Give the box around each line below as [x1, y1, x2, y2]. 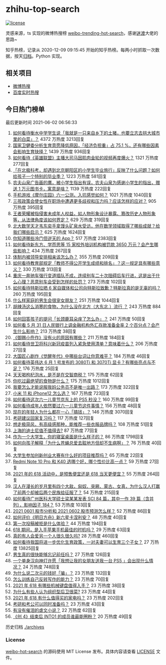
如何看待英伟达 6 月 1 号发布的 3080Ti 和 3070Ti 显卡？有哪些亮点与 [12, 359, 152, 365]
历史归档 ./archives [5, 624, 44, 630]
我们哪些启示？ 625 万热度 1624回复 [12, 229, 86, 235]
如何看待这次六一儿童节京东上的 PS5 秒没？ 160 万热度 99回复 [12, 396, 140, 402]
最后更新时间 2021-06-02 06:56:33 [5, 119, 78, 125]
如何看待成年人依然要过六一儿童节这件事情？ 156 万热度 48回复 [12, 403, 142, 409]
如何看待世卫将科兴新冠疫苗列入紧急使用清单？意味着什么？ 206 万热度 [12, 341, 158, 347]
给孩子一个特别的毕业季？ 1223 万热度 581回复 [12, 173, 107, 179]
